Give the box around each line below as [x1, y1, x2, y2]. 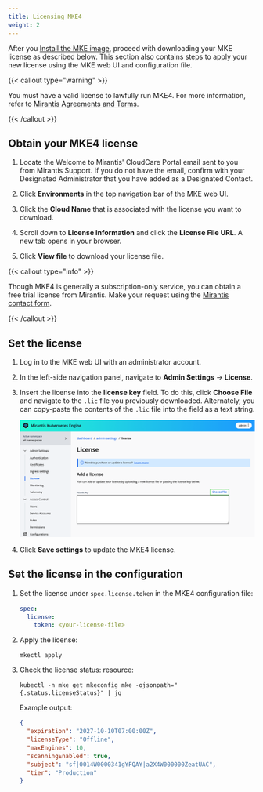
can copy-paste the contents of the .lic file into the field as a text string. [19, 405, 255, 414]
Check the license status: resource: [19, 665, 135, 674]
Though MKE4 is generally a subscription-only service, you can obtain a [8, 282, 241, 292]
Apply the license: [19, 635, 78, 645]
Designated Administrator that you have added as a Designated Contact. [19, 174, 254, 183]
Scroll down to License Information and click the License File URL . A [19, 228, 243, 238]
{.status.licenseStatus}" [19, 689, 104, 697]
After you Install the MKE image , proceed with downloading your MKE [8, 43, 233, 53]
